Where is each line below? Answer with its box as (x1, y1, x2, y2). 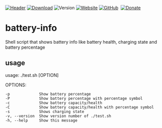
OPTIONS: (5, 82, 27, 88)
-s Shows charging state (5, 109, 85, 114)
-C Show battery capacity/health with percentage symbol (5, 104, 154, 110)
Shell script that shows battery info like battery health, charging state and (5, 39, 157, 45)
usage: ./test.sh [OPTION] (5, 72, 59, 78)
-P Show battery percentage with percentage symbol (5, 96, 143, 101)
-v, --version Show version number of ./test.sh (5, 113, 112, 118)
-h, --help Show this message (5, 118, 78, 123)
